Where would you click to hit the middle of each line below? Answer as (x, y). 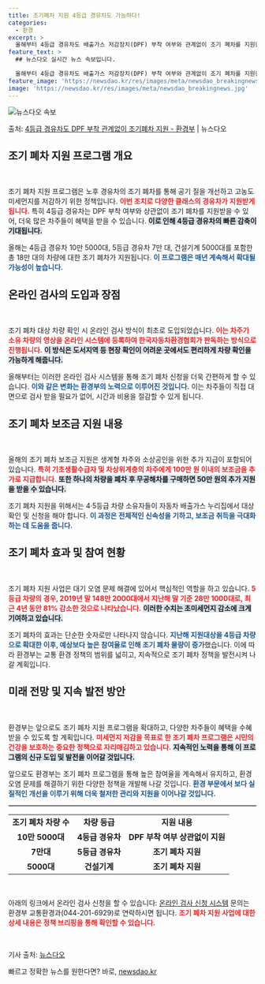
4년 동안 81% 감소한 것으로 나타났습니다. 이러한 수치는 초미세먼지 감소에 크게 (134, 608)
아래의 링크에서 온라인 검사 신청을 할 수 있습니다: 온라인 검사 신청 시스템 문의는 (129, 903)
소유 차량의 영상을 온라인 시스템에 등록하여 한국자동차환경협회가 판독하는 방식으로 (132, 341)
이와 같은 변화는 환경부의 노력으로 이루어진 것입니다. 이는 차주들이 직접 (139, 386)
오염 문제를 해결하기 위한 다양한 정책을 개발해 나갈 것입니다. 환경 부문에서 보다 (128, 783)
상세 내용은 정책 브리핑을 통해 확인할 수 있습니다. (82, 922)
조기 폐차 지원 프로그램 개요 (70, 156)
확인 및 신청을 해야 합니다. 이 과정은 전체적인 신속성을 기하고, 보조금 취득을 (122, 515)
